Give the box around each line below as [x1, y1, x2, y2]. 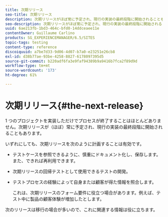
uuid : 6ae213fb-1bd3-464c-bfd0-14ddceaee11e [5, 26, 99, 31]
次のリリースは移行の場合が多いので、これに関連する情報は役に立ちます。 [5, 206, 158, 212]
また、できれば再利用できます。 [12, 157, 78, 163]
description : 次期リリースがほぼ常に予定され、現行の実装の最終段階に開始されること [5, 17, 161, 22]
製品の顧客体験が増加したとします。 [29, 196, 104, 202]
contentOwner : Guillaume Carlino [5, 31, 75, 36]
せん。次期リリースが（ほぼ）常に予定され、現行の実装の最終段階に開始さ [5, 124, 158, 130]
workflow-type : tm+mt [5, 63, 50, 68]
